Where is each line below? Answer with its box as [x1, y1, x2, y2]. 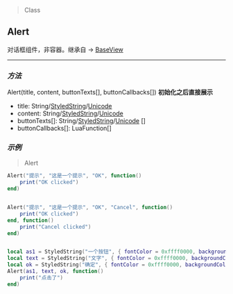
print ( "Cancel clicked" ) [19, 223, 92, 230]
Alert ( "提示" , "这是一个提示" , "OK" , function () [7, 172, 142, 179]
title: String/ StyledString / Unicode [17, 102, 112, 111]
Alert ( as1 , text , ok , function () [7, 268, 104, 275]
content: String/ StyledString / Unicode [17, 109, 123, 117]
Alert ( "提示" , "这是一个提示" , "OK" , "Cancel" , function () [7, 204, 173, 211]
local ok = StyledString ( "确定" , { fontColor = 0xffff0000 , [7, 261, 182, 268]
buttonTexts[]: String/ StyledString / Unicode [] [17, 117, 146, 125]
